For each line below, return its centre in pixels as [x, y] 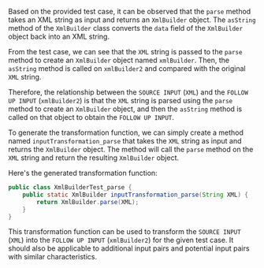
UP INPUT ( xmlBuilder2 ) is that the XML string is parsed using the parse [121, 100]
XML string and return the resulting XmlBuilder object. [94, 158]
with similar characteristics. [52, 257]
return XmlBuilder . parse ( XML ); [88, 202]
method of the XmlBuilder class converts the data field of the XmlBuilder [125, 28]
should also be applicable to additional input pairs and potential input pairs [129, 248]
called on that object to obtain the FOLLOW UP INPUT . [91, 117]
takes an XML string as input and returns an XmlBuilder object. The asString [132, 20]
